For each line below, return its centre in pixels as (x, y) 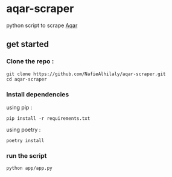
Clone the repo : (30, 61)
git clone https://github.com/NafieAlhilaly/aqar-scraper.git (86, 74)
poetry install (25, 140)
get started (28, 44)
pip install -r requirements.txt (48, 118)
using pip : (19, 107)
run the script (27, 155)
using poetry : (24, 129)
